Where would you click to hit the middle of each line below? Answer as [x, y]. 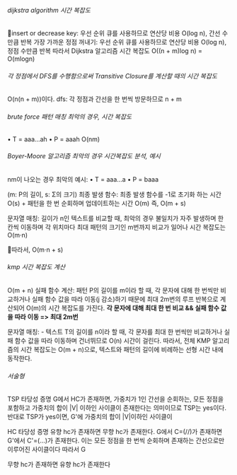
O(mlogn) [21, 59]
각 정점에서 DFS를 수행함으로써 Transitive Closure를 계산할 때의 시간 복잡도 [112, 76]
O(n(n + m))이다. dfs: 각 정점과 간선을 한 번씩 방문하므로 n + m [95, 99]
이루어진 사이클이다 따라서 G [47, 450]
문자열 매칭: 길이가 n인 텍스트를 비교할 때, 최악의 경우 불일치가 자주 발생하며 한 [116, 218]
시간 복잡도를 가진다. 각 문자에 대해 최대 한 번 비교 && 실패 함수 [134, 308]
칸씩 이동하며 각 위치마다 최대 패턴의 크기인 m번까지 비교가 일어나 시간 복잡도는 [117, 227]
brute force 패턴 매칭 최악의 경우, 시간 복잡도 [70, 117]
